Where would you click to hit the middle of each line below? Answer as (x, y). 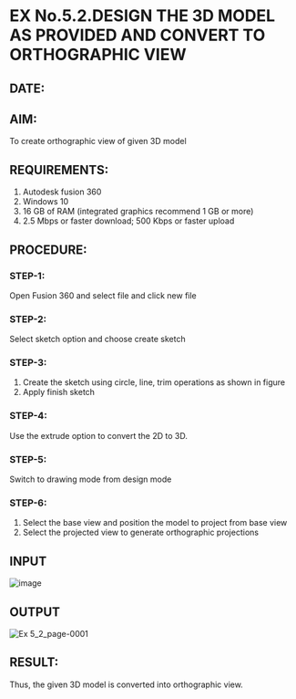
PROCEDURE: (48, 250)
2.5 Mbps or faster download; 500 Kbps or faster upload (128, 221)
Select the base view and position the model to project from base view (155, 523)
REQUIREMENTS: (59, 170)
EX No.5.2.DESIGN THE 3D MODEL (143, 16)
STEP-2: (28, 318)
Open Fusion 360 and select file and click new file (103, 295)
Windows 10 (46, 202)
